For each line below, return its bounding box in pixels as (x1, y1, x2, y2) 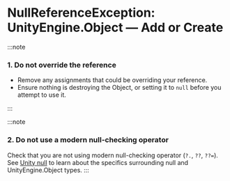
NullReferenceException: (7, 5, 155, 21)
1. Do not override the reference (7, 60, 116, 70)
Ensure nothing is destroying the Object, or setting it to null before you (17, 84, 222, 92)
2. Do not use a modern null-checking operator (7, 135, 169, 145)
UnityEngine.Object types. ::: (7, 166, 89, 174)
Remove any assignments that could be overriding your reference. (17, 76, 208, 84)
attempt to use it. (17, 90, 66, 99)
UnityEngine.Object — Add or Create (7, 19, 224, 36)
